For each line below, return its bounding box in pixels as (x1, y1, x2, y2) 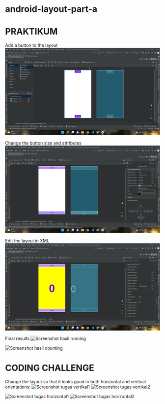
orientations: (5, 384, 31, 390)
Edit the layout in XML (5, 238, 50, 244)
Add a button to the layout (5, 42, 58, 48)
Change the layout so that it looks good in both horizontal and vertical (5, 379, 146, 385)
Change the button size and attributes (5, 140, 82, 146)
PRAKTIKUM (5, 26, 58, 37)
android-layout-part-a (5, 3, 98, 15)
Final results (5, 335, 30, 341)
